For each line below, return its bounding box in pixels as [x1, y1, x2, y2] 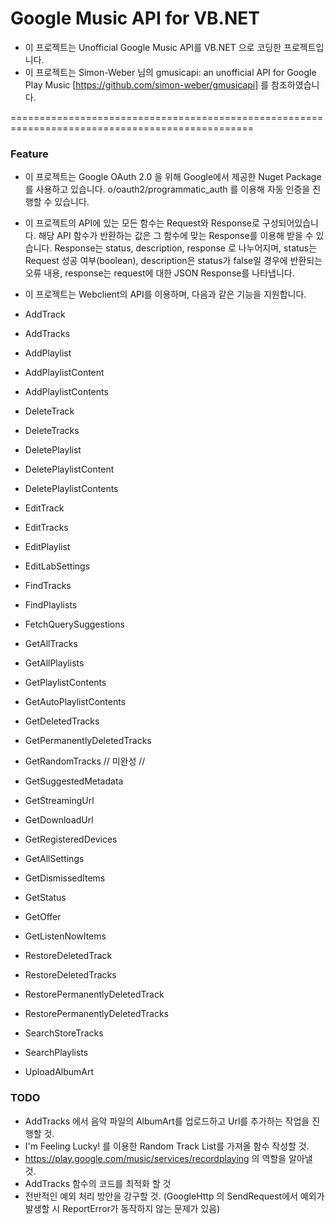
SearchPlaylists [24, 1047, 89, 1059]
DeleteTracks [24, 425, 80, 437]
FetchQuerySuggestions [24, 618, 125, 631]
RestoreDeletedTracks [24, 969, 117, 981]
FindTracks [24, 580, 72, 592]
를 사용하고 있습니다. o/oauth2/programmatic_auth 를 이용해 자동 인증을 [24, 183, 311, 196]
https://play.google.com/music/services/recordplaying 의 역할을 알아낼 [24, 1152, 313, 1164]
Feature [10, 147, 49, 161]
